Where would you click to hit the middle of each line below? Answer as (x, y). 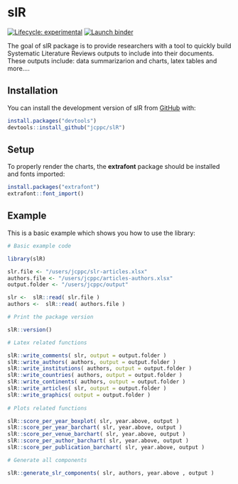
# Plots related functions (47, 408)
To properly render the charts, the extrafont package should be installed (114, 167)
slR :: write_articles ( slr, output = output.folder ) (87, 388)
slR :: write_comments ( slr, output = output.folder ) (87, 356)
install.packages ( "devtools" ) (52, 121)
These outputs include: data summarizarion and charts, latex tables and (112, 60)
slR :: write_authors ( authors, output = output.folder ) (92, 362)
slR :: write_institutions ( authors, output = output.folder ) (100, 369)
